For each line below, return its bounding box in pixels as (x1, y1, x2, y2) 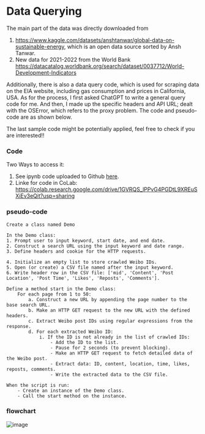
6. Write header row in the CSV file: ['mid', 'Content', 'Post (6, 269, 174, 276)
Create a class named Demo (6, 222, 75, 228)
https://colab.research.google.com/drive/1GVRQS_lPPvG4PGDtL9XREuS (15, 185, 198, 193)
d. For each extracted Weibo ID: (28, 329, 114, 335)
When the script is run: (6, 382, 70, 388)
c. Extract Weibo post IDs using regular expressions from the (28, 318, 193, 324)
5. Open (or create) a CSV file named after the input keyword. (6, 264, 174, 271)
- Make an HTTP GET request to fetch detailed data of (50, 350, 193, 356)
